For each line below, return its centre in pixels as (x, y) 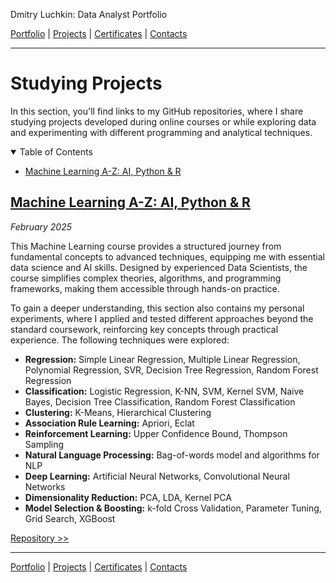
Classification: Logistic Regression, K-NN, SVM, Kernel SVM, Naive (164, 391)
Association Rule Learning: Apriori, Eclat (109, 423)
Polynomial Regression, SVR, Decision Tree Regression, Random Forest (171, 370)
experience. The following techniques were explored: (120, 340)
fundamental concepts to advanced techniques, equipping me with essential (168, 256)
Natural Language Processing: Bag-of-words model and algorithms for (172, 455)
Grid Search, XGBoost (70, 518)
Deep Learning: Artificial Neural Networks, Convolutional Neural (157, 476)
